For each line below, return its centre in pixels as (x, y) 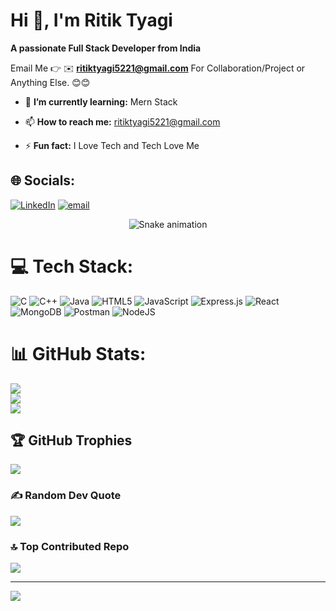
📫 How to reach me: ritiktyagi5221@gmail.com (122, 121)
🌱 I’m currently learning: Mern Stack (101, 101)
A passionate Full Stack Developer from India (106, 48)
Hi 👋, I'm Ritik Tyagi (91, 20)
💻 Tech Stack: (72, 266)
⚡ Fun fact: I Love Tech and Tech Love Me (112, 145)
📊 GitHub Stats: (78, 353)
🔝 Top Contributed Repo (70, 546)
